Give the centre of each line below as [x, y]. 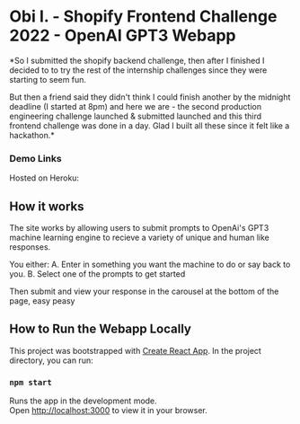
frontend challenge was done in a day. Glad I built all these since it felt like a [150, 125]
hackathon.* [32, 135]
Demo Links [35, 158]
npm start [31, 382]
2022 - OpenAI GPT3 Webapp [123, 35]
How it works [47, 206]
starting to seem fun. [48, 79]
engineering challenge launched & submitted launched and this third [136, 116]
